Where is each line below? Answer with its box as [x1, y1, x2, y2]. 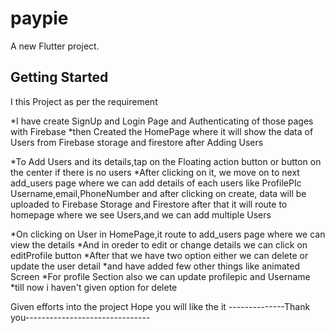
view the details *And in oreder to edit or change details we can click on [10, 238, 308, 251]
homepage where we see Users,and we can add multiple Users [10, 208, 272, 221]
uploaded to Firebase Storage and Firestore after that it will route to [10, 198, 288, 210]
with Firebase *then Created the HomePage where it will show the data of [10, 125, 314, 137]
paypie [10, 7, 69, 30]
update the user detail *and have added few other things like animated [10, 260, 300, 272]
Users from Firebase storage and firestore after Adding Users [10, 136, 264, 148]
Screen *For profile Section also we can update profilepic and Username [10, 270, 311, 282]
